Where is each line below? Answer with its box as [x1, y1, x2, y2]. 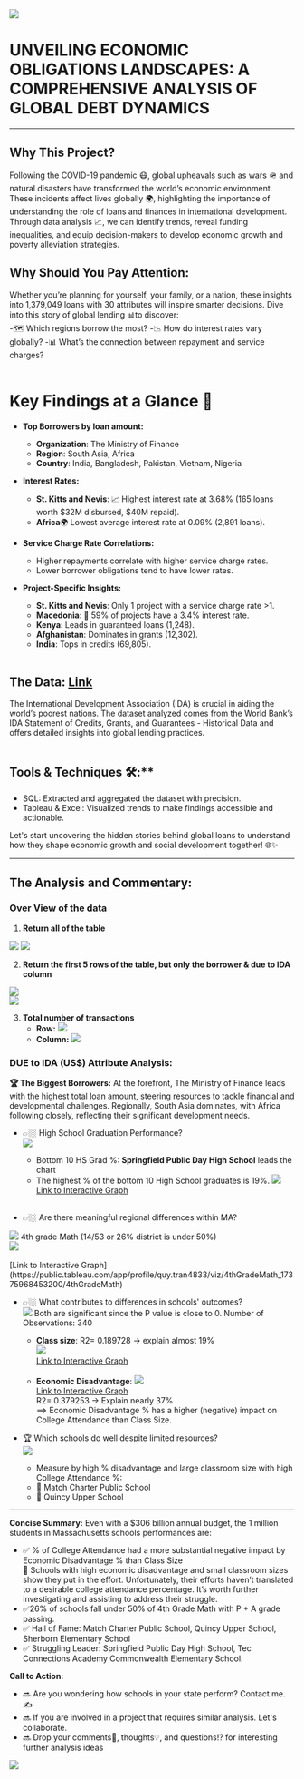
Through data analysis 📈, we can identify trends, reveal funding [9, 216, 249, 227]
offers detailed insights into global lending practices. [9, 728, 205, 738]
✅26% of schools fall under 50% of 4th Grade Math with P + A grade [22, 1603, 280, 1614]
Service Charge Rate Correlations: [22, 537, 155, 548]
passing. [22, 1614, 55, 1625]
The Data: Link [9, 674, 93, 689]
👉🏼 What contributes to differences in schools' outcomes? [22, 1296, 242, 1307]
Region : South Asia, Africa [35, 448, 136, 459]
